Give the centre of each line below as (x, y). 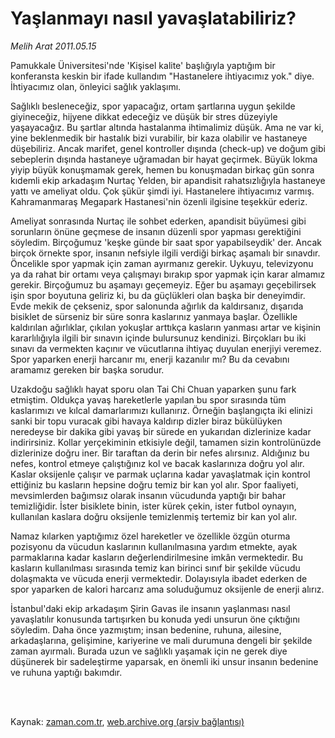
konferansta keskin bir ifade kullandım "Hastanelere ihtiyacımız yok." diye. (162, 76)
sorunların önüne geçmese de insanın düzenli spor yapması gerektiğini (156, 231)
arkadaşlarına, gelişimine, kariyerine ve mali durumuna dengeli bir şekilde (161, 640)
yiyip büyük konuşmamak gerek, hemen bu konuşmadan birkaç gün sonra (162, 169)
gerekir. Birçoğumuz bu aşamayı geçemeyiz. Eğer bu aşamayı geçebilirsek (163, 284)
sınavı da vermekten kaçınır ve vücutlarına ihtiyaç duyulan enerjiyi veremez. (166, 348)
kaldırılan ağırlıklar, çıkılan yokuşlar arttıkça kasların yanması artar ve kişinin (166, 327)
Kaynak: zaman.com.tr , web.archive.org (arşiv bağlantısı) (127, 721)
